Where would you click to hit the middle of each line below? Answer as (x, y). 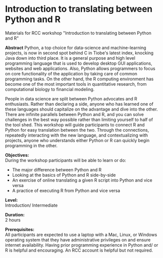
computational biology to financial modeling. (50, 89)
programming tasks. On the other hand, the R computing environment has (79, 79)
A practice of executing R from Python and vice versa (66, 190)
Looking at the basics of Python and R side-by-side (64, 175)
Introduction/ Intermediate (31, 205)
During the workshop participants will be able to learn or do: (66, 160)
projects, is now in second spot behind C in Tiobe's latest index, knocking (79, 53)
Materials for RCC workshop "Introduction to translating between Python (78, 33)
